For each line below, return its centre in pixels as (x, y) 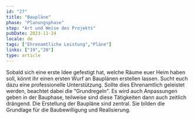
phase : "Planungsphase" (35, 22)
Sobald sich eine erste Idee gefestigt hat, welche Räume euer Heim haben (96, 72)
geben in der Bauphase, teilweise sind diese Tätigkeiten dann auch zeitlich (96, 97)
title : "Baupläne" (29, 17)
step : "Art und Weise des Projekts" (51, 28)
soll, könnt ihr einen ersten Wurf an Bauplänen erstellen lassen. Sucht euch (97, 78)
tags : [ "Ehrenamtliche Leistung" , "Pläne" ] (59, 45)
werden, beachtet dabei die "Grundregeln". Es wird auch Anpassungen (92, 91)
